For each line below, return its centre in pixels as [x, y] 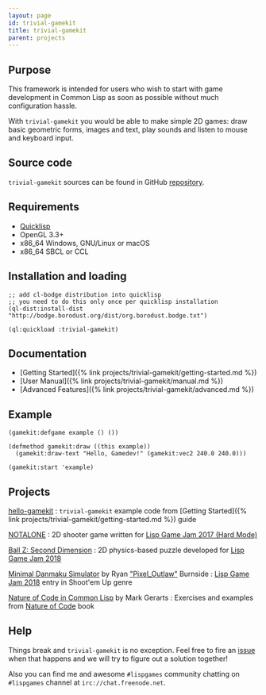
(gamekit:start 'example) [51, 468]
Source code [40, 163]
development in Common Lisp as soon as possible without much [114, 98]
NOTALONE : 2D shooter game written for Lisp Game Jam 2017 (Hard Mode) [133, 534]
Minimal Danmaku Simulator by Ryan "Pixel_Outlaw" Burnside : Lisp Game [129, 574]
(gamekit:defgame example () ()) [64, 433]
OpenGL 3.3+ [42, 234]
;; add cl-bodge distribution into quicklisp [85, 294]
